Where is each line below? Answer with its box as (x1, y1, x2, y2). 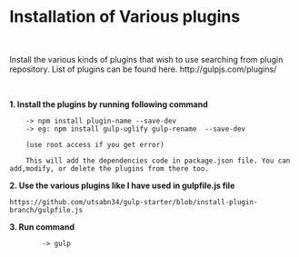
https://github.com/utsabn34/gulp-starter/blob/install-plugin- (9, 197, 258, 206)
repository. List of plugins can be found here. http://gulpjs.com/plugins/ (9, 64, 277, 74)
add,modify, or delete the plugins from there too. (9, 163, 209, 173)
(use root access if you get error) (25, 140, 165, 149)
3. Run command (9, 221, 75, 232)
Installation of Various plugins (9, 6, 241, 27)
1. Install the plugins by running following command (9, 98, 208, 110)
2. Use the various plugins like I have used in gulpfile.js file (9, 180, 235, 191)
